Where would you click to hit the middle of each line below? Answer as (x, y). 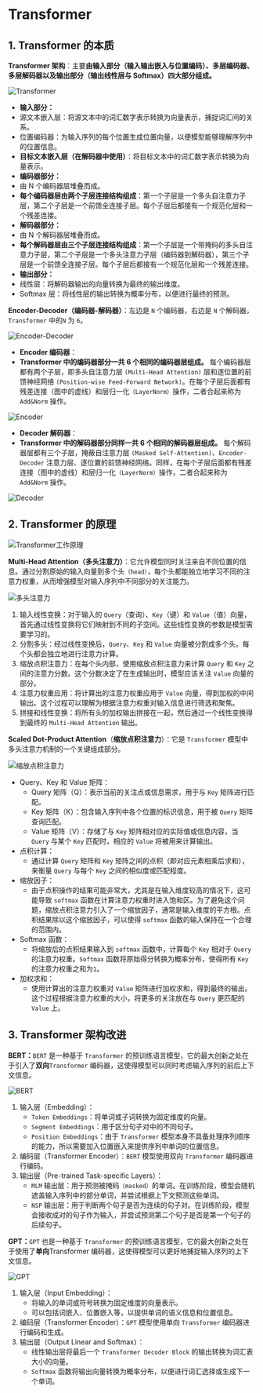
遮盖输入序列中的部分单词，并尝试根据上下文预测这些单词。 (127, 1195)
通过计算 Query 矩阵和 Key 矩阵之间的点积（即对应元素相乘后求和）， (140, 860)
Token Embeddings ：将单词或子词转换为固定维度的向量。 (121, 1117)
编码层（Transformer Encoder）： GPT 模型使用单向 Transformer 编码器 (131, 1322)
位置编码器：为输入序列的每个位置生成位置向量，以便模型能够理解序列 (133, 137)
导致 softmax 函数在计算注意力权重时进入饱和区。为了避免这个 (138, 899)
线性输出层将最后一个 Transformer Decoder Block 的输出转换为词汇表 (142, 1351)
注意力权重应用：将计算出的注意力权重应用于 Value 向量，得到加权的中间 (137, 693)
